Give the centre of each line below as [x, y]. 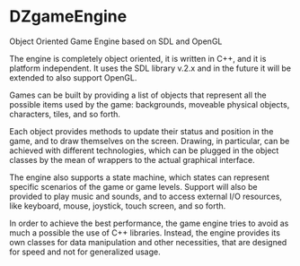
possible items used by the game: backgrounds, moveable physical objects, [150, 104]
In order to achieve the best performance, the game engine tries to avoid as [149, 223]
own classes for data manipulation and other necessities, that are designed [148, 242]
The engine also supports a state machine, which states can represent [139, 177]
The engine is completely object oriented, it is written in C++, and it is [138, 58]
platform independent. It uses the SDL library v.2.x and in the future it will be [150, 68]
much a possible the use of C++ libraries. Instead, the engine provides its [145, 232]
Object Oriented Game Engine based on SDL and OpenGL [116, 41]
